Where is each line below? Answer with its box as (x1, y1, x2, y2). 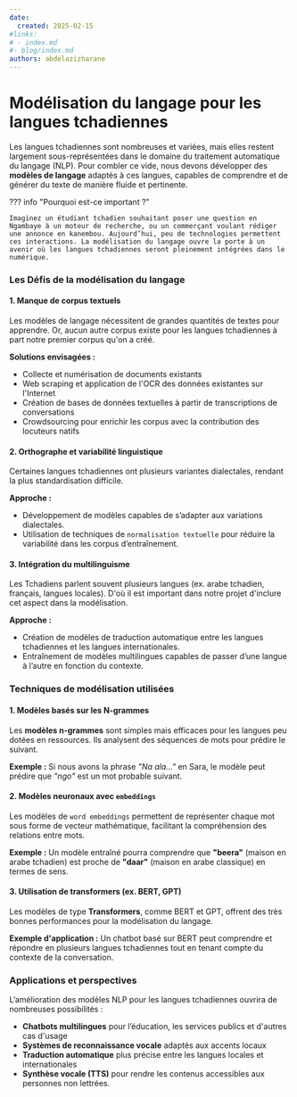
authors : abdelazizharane (9, 54, 105, 63)
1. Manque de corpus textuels (9, 295, 121, 306)
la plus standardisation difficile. (9, 475, 124, 486)
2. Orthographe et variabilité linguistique (9, 446, 163, 457)
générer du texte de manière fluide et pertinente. (9, 179, 189, 190)
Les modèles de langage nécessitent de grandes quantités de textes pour (9, 316, 280, 326)
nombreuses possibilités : (9, 1004, 103, 1015)
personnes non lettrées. (21, 1078, 110, 1089)
